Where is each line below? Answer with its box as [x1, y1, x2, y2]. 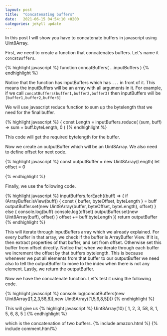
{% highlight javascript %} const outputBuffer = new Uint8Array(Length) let [5, 159, 160, 165]
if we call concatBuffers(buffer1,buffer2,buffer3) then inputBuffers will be [5, 90, 161, 96]
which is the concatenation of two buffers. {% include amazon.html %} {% [5, 321, 158, 327]
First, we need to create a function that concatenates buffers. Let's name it [5, 50, 159, 56]
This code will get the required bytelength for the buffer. [5, 134, 121, 140]
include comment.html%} [5, 326, 57, 332]
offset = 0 [5, 164, 25, 170]
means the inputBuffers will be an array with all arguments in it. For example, [5, 85, 163, 91]
